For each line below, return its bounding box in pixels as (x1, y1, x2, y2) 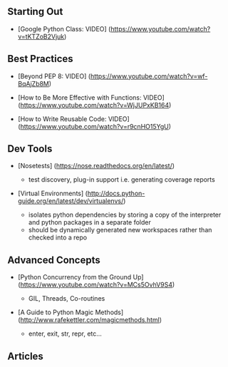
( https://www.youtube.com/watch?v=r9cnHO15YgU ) (17, 122, 172, 130)
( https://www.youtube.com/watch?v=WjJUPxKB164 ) (17, 100, 172, 109)
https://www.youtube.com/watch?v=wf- (90, 71, 208, 81)
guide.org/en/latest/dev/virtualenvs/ (17, 197, 124, 205)
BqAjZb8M (17, 79, 50, 88)
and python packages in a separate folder (28, 218, 152, 227)
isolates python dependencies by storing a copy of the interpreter (28, 210, 222, 219)
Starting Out (7, 6, 63, 18)
